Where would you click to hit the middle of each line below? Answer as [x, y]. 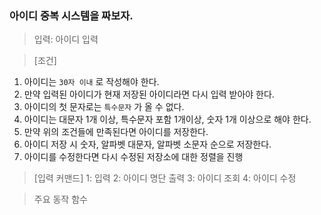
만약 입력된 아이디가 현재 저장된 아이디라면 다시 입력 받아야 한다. [149, 94]
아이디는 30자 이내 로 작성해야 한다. [91, 82]
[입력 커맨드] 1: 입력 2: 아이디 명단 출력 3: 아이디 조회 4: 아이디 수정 [165, 178]
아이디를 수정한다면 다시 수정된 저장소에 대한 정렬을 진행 [133, 157]
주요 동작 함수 [60, 199]
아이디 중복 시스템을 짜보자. [71, 15]
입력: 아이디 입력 [66, 39]
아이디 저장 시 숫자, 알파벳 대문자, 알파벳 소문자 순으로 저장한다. [147, 144]
